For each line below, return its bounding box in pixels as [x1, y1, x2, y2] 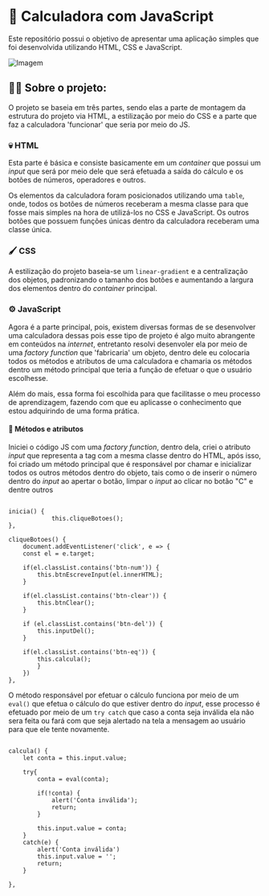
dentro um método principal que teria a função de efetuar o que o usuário [8, 365, 252, 374]
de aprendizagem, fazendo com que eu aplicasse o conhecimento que [8, 397, 243, 407]
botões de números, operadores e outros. [8, 175, 146, 185]
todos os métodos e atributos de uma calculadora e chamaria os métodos [8, 356, 253, 366]
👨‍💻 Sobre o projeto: [8, 81, 107, 95]
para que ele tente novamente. [8, 724, 110, 734]
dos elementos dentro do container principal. [8, 284, 158, 293]
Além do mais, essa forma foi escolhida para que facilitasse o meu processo [8, 389, 261, 399]
